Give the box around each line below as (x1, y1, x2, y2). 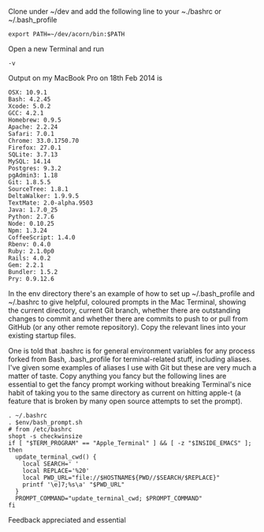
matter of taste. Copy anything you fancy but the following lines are (8, 371, 227, 380)
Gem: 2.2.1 (8, 261, 44, 269)
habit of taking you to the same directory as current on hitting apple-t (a (8, 388, 242, 397)
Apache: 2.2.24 (8, 123, 58, 131)
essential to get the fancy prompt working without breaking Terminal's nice (8, 380, 252, 389)
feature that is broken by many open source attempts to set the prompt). (8, 396, 243, 406)
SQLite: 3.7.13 (8, 151, 58, 159)
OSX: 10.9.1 (8, 88, 47, 96)
